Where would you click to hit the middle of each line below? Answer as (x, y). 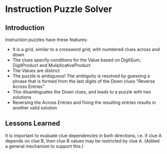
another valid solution (35, 108)
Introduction (25, 28)
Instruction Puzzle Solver (59, 9)
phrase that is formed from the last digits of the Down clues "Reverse (83, 81)
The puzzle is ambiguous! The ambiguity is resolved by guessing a (81, 76)
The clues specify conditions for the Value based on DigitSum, (77, 60)
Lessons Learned (32, 123)
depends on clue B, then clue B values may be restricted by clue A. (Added (82, 140)
